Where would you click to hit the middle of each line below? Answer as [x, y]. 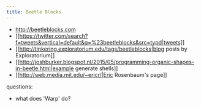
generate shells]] [97, 68]
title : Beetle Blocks [34, 12]
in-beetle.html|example [44, 68]
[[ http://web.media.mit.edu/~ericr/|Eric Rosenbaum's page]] [91, 74]
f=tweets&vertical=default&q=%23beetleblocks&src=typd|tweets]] [100, 42]
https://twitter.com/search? [54, 36]
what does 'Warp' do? [43, 98]
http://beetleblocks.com [46, 29]
